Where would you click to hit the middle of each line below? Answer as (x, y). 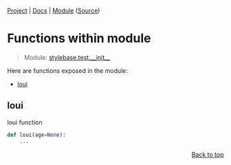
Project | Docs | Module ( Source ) (54, 11)
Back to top (208, 154)
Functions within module (79, 38)
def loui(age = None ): (37, 135)
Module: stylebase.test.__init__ (67, 57)
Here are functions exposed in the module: (68, 70)
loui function (25, 122)
